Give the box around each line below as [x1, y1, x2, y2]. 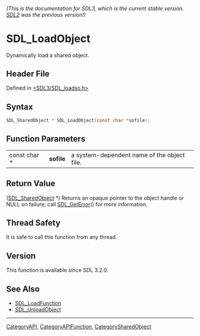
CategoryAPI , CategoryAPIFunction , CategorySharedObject [6, 323, 152, 330]
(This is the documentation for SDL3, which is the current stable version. [6, 5, 185, 12]
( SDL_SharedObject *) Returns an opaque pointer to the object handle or [6, 194, 185, 202]
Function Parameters [6, 134, 86, 144]
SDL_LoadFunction [14, 300, 61, 307]
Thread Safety [6, 218, 61, 228]
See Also [6, 284, 40, 294]
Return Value [6, 178, 55, 189]
